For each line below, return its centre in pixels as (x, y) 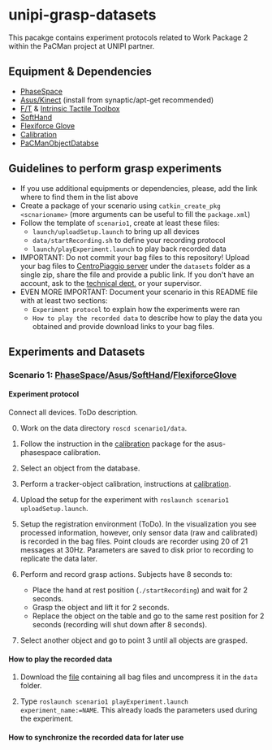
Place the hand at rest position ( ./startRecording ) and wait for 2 (140, 590)
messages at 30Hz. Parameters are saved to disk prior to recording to (137, 550)
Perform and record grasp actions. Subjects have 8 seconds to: (126, 574)
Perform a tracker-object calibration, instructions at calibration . (125, 484)
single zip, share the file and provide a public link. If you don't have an (137, 275)
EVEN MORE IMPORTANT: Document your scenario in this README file (139, 292)
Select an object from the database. (80, 468)
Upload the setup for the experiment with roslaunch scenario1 (125, 500)
